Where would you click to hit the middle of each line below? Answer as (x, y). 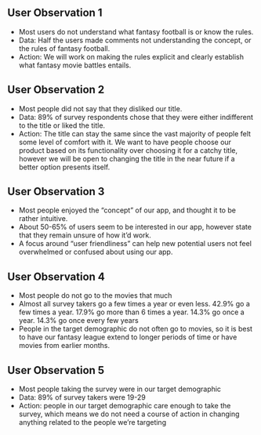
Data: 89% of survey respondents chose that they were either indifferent (136, 117)
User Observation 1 (55, 13)
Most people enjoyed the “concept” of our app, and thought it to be (127, 210)
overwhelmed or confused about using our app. (96, 252)
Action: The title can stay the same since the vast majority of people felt (135, 133)
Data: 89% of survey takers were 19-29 (82, 397)
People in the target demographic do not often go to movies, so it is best (135, 329)
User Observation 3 (56, 192)
